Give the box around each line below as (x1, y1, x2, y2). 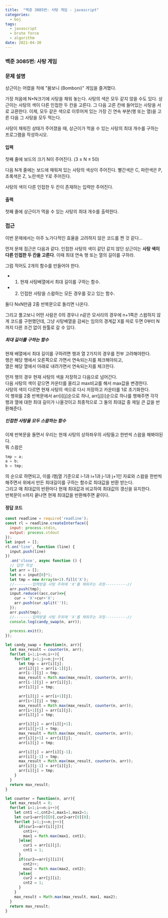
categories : (5, 12, 30, 17)
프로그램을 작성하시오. (5, 132, 49, 138)
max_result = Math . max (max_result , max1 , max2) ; (14, 894, 118, 899)
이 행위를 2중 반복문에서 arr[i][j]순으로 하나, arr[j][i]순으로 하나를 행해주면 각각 (5, 393, 159, 399)
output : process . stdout (10, 530, 59, 535)
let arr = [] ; (10, 568, 39, 573)
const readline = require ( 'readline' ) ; (5, 516, 89, 521)
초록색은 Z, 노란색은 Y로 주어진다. (5, 173, 71, 179)
